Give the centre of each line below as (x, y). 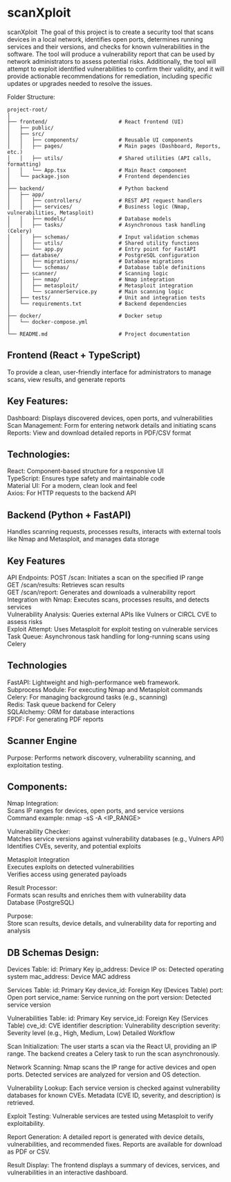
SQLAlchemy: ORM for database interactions (71, 711)
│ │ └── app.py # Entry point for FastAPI (102, 249)
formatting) (24, 164)
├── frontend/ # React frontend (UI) (96, 122)
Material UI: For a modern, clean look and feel (72, 486)
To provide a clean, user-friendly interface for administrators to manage (109, 372)
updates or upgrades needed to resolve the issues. (80, 83)
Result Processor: (32, 888)
